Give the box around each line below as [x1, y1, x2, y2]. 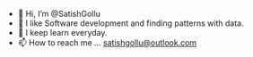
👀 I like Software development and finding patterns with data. [17, 18, 244, 28]
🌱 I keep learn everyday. [17, 28, 108, 37]
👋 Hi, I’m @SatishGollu [17, 9, 100, 19]
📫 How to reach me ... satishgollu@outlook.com [17, 37, 197, 48]
